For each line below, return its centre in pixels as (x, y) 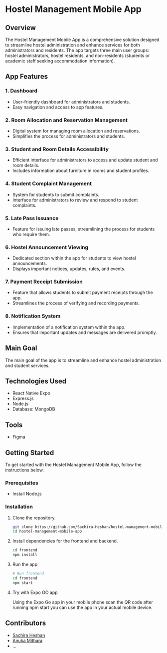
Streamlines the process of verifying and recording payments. (76, 303)
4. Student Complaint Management (49, 183)
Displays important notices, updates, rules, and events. (69, 269)
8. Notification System (33, 316)
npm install (25, 555)
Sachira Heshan (29, 635)
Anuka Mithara (27, 640)
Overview (21, 28)
